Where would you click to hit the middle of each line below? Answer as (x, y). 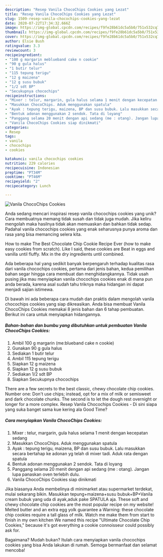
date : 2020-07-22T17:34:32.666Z (38, 23)
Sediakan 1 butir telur (33, 353)
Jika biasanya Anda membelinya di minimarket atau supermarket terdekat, (79, 489)
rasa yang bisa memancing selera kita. (43, 234)
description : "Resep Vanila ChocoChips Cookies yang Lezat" (67, 10)
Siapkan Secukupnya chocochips (45, 379)
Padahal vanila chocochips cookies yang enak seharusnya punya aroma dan (81, 229)
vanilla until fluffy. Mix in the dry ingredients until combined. (65, 254)
